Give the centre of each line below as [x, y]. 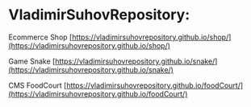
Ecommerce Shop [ [40, 37]
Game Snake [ [32, 61]
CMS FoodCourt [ [38, 85]
